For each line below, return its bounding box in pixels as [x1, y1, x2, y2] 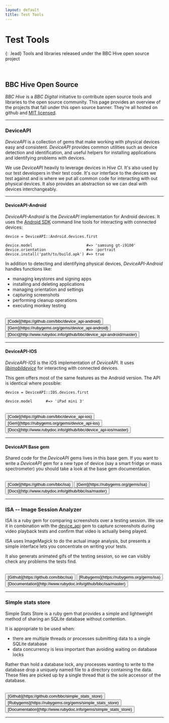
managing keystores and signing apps [12, 276, 92, 282]
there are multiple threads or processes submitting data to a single [12, 635, 151, 641]
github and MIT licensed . [5, 110, 57, 116]
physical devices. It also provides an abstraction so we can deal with [5, 180, 147, 187]
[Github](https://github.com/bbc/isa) [8, 575, 73, 580]
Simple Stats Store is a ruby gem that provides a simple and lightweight [5, 610, 153, 616]
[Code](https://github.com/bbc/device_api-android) [8, 319, 101, 324]
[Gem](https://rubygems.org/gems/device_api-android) [8, 325, 109, 331]
